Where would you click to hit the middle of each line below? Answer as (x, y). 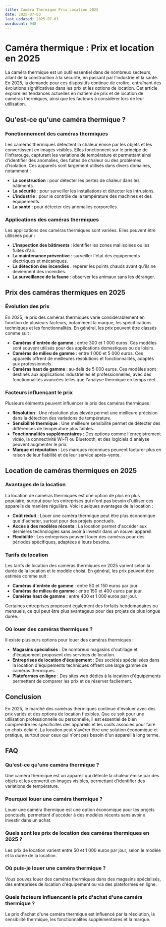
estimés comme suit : (27, 576)
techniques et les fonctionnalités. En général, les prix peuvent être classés (81, 328)
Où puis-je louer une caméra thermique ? (55, 868)
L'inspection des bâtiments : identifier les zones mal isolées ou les (81, 245)
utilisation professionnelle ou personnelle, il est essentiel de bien (71, 719)
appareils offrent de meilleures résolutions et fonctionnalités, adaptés (83, 358)
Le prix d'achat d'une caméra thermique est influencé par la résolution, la (80, 914)
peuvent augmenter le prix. (40, 445)
